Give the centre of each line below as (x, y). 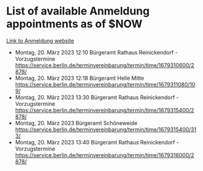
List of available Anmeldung (78, 11)
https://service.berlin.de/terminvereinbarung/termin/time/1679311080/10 (105, 84)
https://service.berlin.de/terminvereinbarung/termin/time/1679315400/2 (105, 110)
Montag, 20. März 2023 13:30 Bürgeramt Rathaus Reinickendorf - (97, 97)
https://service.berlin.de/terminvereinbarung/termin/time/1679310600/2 (105, 65)
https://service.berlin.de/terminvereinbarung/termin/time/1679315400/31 (106, 129)
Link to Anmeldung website (40, 40)
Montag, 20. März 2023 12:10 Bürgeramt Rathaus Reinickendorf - (96, 52)
